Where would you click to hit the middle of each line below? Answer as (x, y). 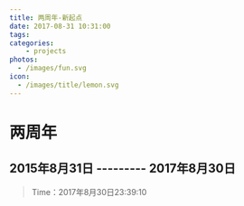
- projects (46, 51)
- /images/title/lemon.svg (68, 85)
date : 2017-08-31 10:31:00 (60, 26)
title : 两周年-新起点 (46, 18)
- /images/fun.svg (52, 69)
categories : (32, 43)
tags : (19, 34)
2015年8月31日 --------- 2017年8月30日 (123, 169)
